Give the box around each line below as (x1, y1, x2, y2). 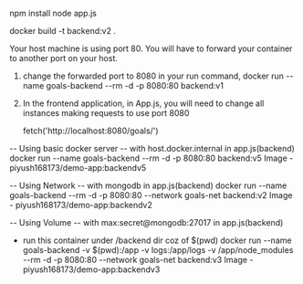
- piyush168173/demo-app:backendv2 (9, 200, 153, 210)
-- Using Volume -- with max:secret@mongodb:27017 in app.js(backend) (9, 217, 284, 227)
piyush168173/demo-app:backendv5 (9, 163, 147, 173)
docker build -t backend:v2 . (9, 26, 117, 36)
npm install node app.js (9, 8, 98, 18)
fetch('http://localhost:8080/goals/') (22, 125, 159, 136)
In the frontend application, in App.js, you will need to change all (22, 98, 265, 109)
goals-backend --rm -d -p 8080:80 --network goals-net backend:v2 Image (9, 190, 293, 200)
